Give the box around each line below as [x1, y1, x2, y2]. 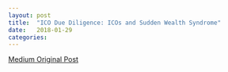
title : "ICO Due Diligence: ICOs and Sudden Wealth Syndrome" [8, 19, 222, 27]
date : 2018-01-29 [8, 26, 73, 34]
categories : [8, 33, 47, 41]
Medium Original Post [8, 55, 79, 64]
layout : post [8, 11, 51, 20]
